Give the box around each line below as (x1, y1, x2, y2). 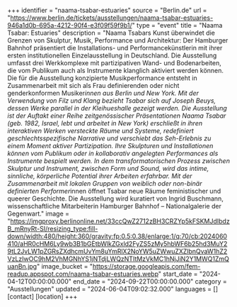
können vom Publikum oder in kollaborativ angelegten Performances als (7, 149, 219, 157)
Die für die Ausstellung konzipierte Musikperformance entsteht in (7, 74, 197, 82)
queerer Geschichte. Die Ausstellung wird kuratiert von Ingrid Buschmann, (7, 194, 224, 203)
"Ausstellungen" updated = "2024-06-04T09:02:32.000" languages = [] (7, 285, 218, 293)
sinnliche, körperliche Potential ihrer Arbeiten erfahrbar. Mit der (7, 172, 192, 180)
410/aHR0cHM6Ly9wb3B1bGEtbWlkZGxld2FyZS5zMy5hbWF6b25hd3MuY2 (7, 240, 228, 247)
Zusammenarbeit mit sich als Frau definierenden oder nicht (7, 82, 180, 89)
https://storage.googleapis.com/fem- (92, 262, 201, 270)
